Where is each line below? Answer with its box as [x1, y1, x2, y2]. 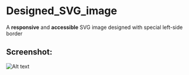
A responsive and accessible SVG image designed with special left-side [6, 24, 183, 31]
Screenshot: [6, 47, 53, 57]
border [6, 30, 23, 37]
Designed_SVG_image [6, 4, 118, 18]
